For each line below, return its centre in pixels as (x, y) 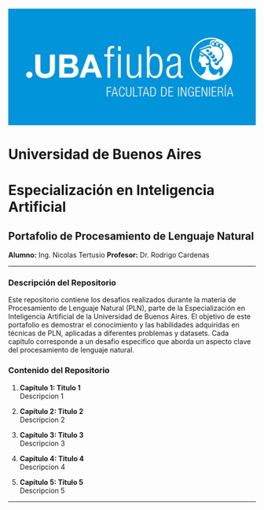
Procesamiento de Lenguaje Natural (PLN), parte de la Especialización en (127, 309)
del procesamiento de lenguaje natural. (71, 350)
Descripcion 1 (42, 396)
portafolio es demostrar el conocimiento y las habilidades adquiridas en (124, 325)
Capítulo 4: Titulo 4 (52, 458)
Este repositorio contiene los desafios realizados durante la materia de (122, 300)
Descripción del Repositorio (62, 283)
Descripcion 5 (42, 490)
